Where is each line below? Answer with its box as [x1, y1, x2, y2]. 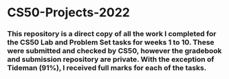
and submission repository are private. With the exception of [7, 54, 215, 64]
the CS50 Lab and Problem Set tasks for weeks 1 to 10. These [7, 37, 215, 47]
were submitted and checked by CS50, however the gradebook [7, 46, 222, 56]
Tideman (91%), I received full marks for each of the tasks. [7, 63, 207, 73]
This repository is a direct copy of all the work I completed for [7, 29, 217, 39]
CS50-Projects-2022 [7, 5, 131, 20]
